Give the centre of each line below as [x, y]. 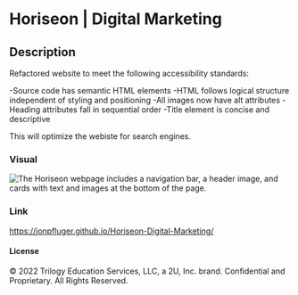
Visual [23, 159]
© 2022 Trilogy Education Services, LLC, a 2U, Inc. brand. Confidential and [147, 271]
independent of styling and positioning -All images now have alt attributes [145, 100]
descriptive [30, 119]
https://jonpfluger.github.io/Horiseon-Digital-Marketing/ [112, 231]
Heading [25, 110]
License [25, 251]
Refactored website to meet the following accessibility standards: [129, 73]
